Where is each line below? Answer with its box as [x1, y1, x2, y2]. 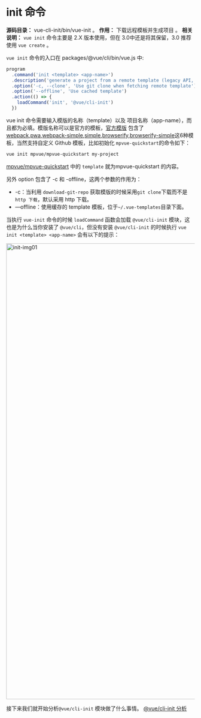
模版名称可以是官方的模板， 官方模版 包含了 [37, 124, 144, 131]
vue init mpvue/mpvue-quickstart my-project [6, 151, 119, 157]
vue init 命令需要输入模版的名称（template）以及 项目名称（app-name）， [6, 116, 187, 123]
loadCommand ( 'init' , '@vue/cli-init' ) [17, 99, 114, 105]
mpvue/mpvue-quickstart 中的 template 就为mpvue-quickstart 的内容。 [6, 162, 182, 170]
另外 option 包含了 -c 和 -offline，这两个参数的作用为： [6, 175, 142, 183]
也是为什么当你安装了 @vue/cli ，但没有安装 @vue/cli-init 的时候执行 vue [6, 223, 187, 231]
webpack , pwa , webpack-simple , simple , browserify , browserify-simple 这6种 [6, 131, 188, 138]
